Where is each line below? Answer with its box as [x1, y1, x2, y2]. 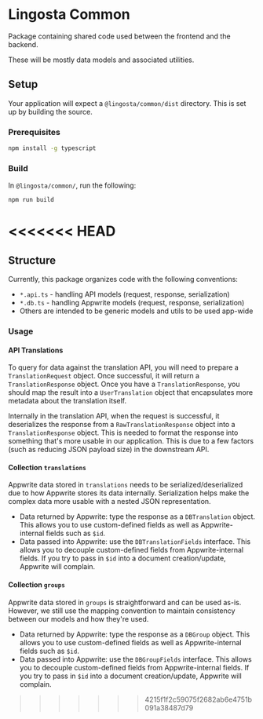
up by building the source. [8, 107, 93, 116]
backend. [8, 39, 38, 49]
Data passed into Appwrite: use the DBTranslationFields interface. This [19, 537, 251, 546]
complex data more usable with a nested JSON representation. [8, 497, 211, 506]
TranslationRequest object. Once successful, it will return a [8, 371, 200, 381]
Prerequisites [8, 126, 60, 137]
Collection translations [8, 462, 86, 472]
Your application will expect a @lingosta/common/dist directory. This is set [8, 98, 247, 108]
